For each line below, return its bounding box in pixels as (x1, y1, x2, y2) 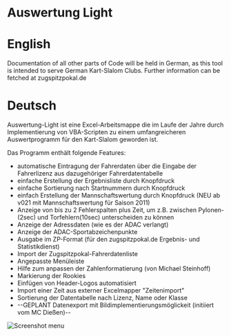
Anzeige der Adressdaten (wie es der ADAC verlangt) (17, 220, 169, 229)
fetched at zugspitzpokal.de (7, 74, 87, 82)
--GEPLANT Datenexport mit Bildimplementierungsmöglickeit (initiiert (17, 301, 214, 309)
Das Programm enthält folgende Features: (7, 149, 126, 157)
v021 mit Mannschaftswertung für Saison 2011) (17, 198, 150, 207)
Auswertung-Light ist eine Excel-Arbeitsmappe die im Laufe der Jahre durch (7, 120, 224, 129)
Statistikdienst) (17, 242, 60, 251)
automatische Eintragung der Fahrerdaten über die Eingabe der (17, 162, 197, 170)
